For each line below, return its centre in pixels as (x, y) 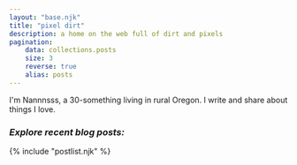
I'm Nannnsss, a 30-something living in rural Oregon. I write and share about (148, 100)
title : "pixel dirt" (47, 26)
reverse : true (51, 67)
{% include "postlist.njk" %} (60, 152)
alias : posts (49, 75)
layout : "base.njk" (45, 17)
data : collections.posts (71, 50)
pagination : (31, 42)
